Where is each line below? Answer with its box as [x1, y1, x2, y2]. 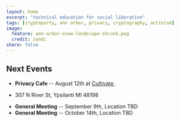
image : [6, 25, 23, 32]
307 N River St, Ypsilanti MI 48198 [14, 91, 99, 98]
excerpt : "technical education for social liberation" [6, 14, 145, 20]
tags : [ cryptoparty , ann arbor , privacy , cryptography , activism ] [6, 20, 175, 26]
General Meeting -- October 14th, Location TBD [14, 109, 133, 116]
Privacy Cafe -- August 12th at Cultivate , [14, 80, 115, 87]
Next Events [6, 64, 52, 74]
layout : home [6, 8, 39, 15]
